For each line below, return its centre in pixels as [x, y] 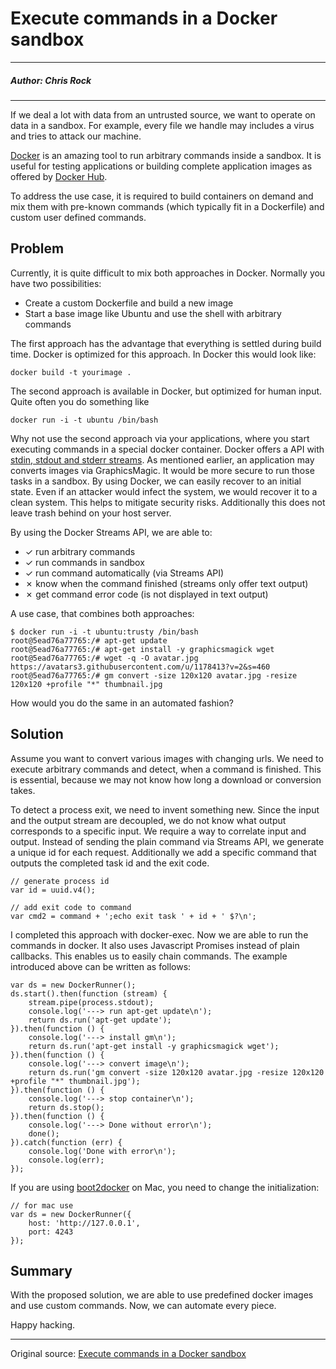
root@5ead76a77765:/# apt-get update [89, 640]
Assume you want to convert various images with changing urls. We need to [167, 758]
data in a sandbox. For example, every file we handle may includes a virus [162, 125]
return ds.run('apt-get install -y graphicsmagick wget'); [154, 1046]
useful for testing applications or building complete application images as [161, 166]
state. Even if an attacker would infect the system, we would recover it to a [164, 491]
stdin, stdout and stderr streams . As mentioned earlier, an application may [162, 459]
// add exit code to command [71, 907]
